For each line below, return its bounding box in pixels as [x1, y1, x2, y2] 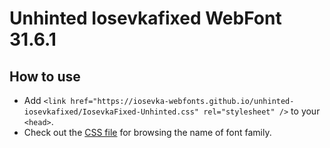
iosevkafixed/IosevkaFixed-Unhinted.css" [23, 107, 199, 117]
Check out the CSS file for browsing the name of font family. [23, 127, 272, 138]
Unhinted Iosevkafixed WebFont [9, 7, 282, 30]
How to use [9, 68, 81, 85]
